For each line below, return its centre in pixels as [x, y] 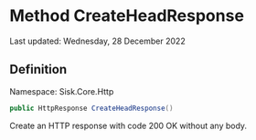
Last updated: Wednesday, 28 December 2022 [97, 41]
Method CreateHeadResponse [127, 16]
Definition [38, 70]
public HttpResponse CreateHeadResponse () [91, 108]
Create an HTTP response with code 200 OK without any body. [128, 125]
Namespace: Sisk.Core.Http [62, 91]
